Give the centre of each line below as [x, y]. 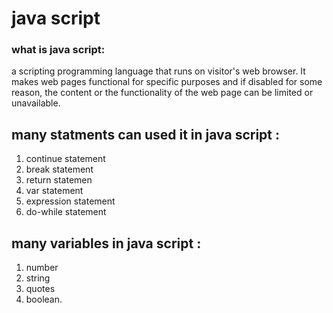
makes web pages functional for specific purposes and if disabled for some [167, 82]
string [38, 278]
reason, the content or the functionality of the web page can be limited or [162, 93]
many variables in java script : [106, 243]
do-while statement [66, 212]
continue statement [65, 159]
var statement [54, 191]
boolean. [44, 299]
